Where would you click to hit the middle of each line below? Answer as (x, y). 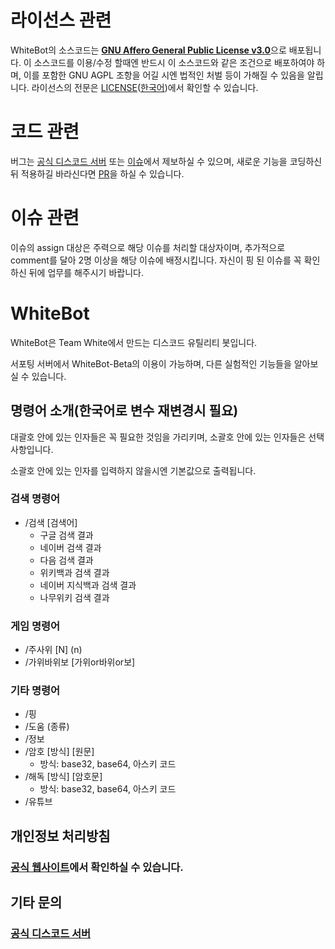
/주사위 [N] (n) (53, 650)
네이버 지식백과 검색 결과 (88, 585)
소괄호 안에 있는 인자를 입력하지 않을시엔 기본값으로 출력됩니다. (133, 470)
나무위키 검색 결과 (74, 597)
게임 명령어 (35, 626)
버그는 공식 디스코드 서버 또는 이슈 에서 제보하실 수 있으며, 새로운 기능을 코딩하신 (166, 161)
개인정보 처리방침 (60, 836)
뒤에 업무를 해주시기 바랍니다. (86, 272)
